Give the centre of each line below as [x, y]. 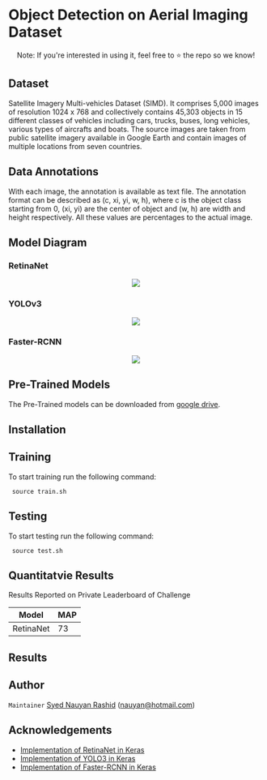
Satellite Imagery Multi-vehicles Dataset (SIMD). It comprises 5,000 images [133, 103]
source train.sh [39, 491]
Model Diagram [48, 242]
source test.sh [37, 551]
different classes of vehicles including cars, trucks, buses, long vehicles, [129, 120]
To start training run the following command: [82, 477]
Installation [37, 430]
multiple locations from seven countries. [75, 146]
